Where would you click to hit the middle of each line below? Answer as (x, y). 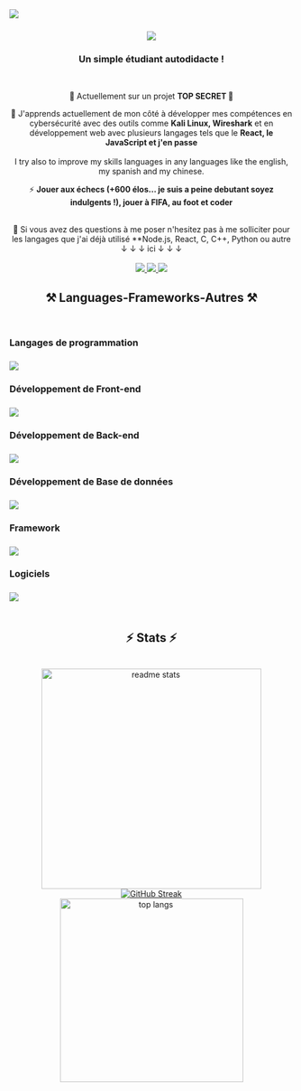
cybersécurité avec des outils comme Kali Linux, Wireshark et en (151, 123)
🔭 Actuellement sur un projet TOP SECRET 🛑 (151, 96)
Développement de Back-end (74, 435)
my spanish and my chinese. (151, 172)
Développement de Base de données (91, 481)
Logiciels (30, 574)
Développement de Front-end (75, 390)
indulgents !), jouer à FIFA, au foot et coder (151, 202)
